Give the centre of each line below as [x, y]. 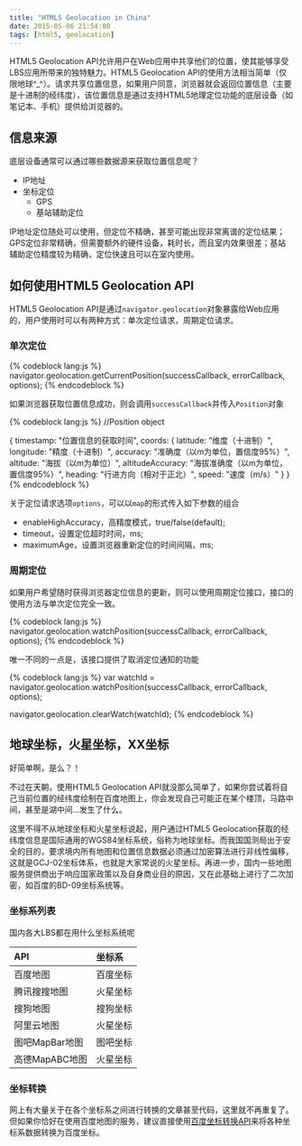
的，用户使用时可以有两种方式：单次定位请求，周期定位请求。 [124, 320]
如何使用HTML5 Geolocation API [102, 285]
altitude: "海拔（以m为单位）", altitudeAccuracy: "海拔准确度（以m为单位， [149, 463]
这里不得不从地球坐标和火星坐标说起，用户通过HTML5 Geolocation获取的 [145, 829]
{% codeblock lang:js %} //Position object [87, 422]
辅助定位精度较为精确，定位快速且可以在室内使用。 [104, 255]
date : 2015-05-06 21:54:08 [60, 26]
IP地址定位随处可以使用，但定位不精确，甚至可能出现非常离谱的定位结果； [147, 232]
